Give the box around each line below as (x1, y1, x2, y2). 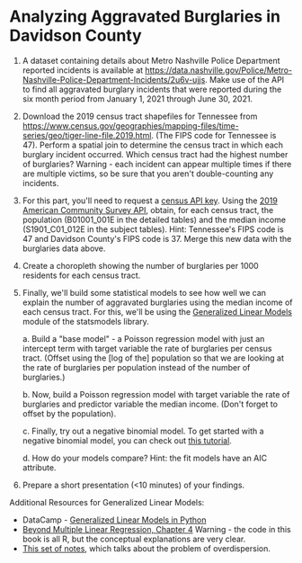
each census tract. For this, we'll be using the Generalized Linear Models (22, 306, 292, 317)
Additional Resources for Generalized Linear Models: (9, 496, 205, 507)
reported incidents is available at (22, 65, 144, 76)
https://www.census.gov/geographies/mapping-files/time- (22, 120, 240, 131)
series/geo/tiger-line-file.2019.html (22, 130, 152, 140)
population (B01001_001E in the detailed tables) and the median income (22, 214, 286, 225)
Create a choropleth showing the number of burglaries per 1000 (22, 260, 259, 271)
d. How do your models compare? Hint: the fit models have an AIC (22, 452, 268, 463)
